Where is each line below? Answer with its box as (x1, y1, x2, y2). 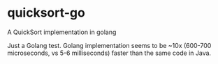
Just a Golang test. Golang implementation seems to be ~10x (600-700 (7, 41, 212, 49)
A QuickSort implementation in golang (7, 28, 117, 36)
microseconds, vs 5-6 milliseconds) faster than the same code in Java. (7, 49, 212, 57)
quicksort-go (7, 5, 85, 21)
